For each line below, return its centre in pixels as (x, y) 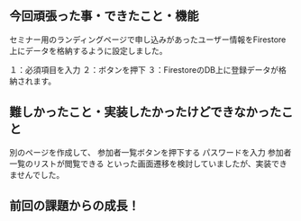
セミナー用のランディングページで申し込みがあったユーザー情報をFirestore (148, 40)
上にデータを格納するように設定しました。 (88, 50)
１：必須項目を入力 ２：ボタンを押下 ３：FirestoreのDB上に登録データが (144, 69)
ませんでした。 (37, 174)
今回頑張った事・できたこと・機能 (104, 16)
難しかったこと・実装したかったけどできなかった (146, 112)
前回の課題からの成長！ (74, 206)
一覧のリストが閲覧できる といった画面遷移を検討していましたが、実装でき (148, 164)
